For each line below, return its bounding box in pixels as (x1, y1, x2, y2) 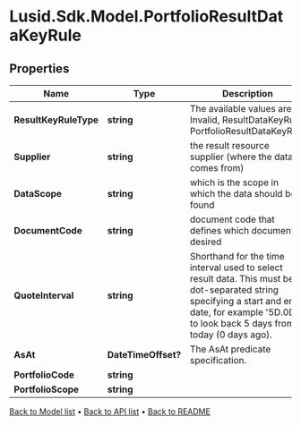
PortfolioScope (13, 383, 79, 395)
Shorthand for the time (189, 251, 285, 262)
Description (222, 88, 273, 99)
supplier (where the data (189, 150, 294, 163)
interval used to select (189, 261, 284, 274)
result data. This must (189, 273, 281, 285)
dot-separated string (189, 284, 279, 296)
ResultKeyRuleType (13, 114, 99, 126)
